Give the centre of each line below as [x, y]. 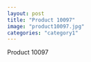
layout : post [26, 13]
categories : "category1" [43, 33]
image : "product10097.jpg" [46, 26]
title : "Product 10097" [41, 20]
